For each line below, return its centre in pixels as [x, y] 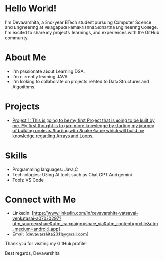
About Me [25, 58]
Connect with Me [41, 199]
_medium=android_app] [36, 229]
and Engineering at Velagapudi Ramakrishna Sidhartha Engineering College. [82, 27]
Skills [16, 156]
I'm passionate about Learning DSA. [48, 71]
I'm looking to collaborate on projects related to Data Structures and [81, 81]
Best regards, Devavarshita [32, 253]
